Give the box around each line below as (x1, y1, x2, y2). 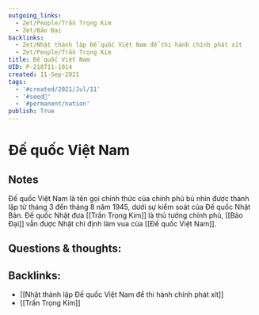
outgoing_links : (8, 11, 62, 20)
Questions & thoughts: (8, 242, 122, 256)
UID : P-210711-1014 (8, 63, 73, 71)
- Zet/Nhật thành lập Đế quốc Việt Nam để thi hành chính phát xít (15, 41, 243, 49)
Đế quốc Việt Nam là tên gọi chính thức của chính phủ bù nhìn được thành (8, 194, 249, 203)
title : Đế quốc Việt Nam (8, 56, 90, 64)
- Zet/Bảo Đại (15, 26, 62, 34)
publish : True (8, 108, 55, 116)
